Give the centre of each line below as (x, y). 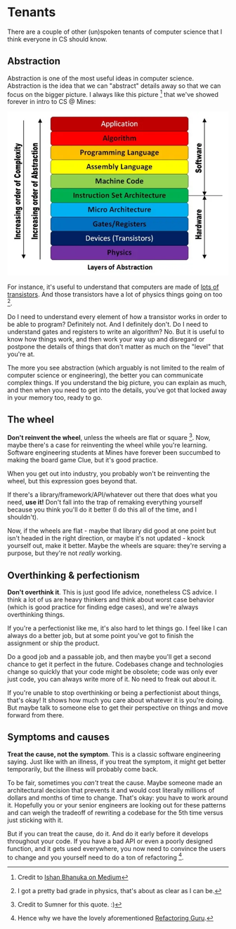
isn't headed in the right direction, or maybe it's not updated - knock (106, 538)
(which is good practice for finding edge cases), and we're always (103, 607)
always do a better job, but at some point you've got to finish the (101, 635)
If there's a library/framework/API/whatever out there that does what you (112, 495)
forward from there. (36, 715)
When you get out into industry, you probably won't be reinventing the (109, 474)
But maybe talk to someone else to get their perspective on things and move (118, 708)
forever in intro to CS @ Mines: (52, 102)
